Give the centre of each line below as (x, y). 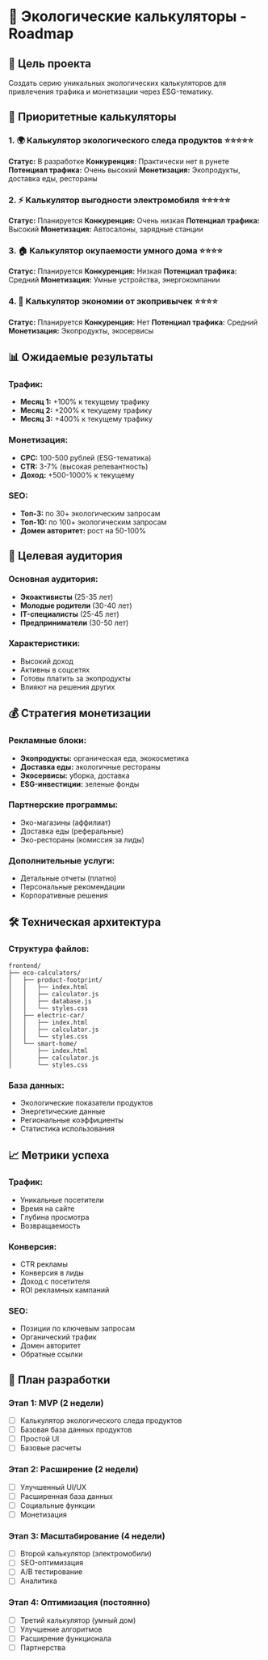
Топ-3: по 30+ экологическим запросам (90, 513)
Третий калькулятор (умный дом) (78, 1620)
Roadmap (41, 34)
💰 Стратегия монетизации (80, 713)
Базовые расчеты (50, 1448)
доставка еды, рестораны (53, 178)
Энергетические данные (63, 1111)
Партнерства (43, 1647)
